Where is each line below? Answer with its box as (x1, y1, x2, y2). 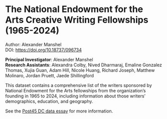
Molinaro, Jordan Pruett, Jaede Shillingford (5, 72, 94, 78)
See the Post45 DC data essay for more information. (5, 108, 113, 114)
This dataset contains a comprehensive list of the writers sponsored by (5, 82, 152, 88)
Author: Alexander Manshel (5, 41, 62, 47)
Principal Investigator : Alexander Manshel (5, 56, 94, 62)
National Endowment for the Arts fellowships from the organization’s (5, 87, 146, 93)
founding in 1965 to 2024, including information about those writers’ (5, 93, 146, 99)
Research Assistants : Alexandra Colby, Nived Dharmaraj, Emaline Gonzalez (5, 62, 162, 68)
